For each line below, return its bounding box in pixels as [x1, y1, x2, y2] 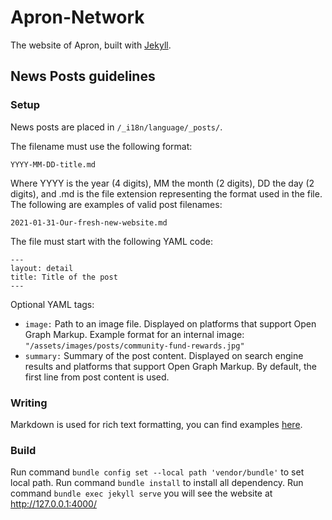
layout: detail [10, 263, 74, 273]
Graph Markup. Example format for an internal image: [24, 328, 245, 340]
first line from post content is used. [24, 371, 170, 383]
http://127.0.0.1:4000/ [10, 498, 97, 510]
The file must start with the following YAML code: [10, 235, 213, 247]
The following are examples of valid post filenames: [10, 198, 223, 210]
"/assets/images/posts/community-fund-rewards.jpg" [24, 341, 245, 351]
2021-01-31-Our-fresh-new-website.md [10, 217, 168, 228]
